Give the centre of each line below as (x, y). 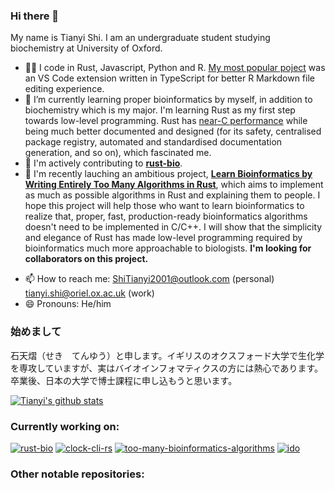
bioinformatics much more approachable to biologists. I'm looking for (168, 248)
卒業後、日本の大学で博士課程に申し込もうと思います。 (124, 380)
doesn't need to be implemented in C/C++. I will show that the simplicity (173, 227)
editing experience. (64, 89)
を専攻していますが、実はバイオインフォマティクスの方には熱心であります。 (167, 368)
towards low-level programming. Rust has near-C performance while (166, 121)
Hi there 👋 (35, 16)
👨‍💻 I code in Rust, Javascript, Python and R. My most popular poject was (175, 68)
